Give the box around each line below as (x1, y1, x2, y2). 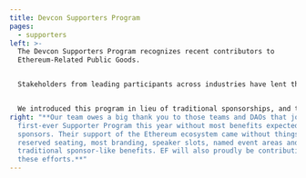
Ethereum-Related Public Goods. (17, 55, 141, 64)
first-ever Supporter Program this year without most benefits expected (17, 121, 300, 130)
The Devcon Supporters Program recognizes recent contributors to (17, 47, 275, 56)
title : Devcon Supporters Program (9, 13, 141, 23)
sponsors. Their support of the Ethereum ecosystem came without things (17, 129, 300, 139)
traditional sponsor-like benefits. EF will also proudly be (17, 146, 255, 155)
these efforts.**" (17, 155, 88, 164)
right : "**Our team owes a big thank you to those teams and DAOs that (9, 113, 287, 122)
